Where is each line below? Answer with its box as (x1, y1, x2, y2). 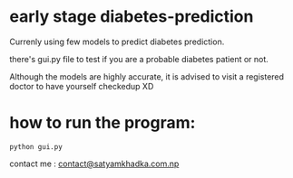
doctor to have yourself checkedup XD (9, 80, 154, 91)
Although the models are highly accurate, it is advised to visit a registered (9, 70, 284, 82)
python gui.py (9, 142, 63, 151)
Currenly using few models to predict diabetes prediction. (9, 36, 225, 47)
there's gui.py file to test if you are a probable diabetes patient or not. (9, 53, 269, 64)
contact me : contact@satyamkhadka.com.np (9, 158, 180, 169)
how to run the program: (9, 113, 196, 133)
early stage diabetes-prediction (9, 6, 254, 27)
